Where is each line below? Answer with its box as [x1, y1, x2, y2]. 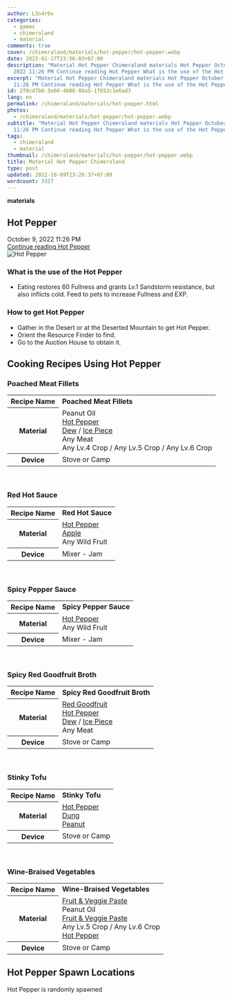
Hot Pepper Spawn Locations [7, 967, 135, 979]
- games [13, 23, 36, 30]
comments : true [7, 42, 51, 49]
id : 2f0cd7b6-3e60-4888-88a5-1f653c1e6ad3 [7, 87, 131, 94]
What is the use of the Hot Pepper [7, 267, 123, 277]
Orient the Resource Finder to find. [17, 331, 116, 339]
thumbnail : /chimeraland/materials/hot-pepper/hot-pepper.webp [7, 152, 193, 159]
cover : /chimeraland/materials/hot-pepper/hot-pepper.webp [7, 49, 181, 56]
